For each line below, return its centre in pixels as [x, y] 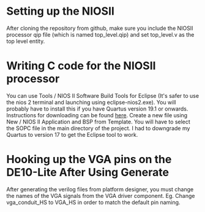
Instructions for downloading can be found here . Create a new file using [97, 115]
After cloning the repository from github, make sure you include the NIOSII [100, 28]
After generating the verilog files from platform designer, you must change [100, 189]
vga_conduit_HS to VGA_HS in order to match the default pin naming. [93, 202]
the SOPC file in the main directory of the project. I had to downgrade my [98, 128]
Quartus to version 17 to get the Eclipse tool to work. [72, 134]
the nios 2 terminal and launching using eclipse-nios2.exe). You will [91, 102]
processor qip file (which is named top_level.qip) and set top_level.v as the [100, 34]
